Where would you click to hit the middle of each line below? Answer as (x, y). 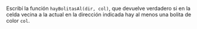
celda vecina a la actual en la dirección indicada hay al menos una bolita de (99, 14)
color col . (18, 21)
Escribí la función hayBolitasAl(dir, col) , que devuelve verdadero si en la (98, 8)
